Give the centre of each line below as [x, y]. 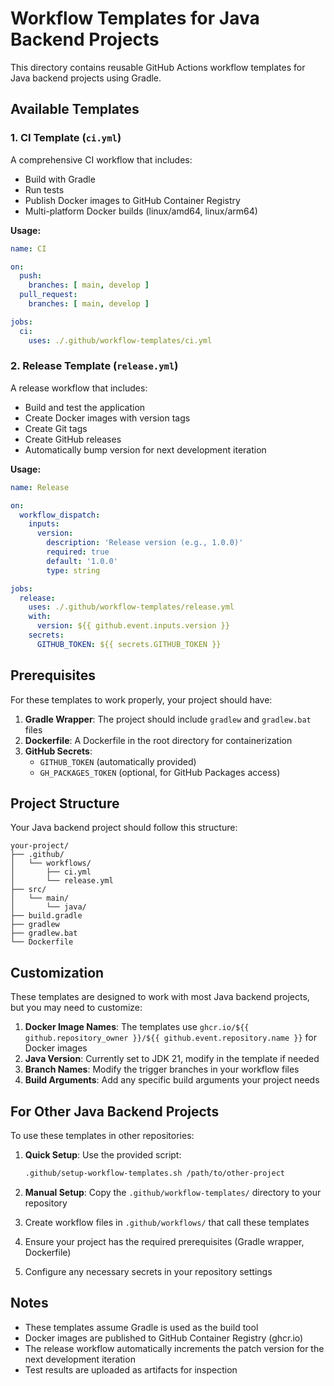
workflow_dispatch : [60, 515]
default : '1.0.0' [82, 561]
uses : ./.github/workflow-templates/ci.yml [120, 340]
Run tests [44, 189]
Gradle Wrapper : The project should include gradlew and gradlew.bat [168, 719]
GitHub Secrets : [58, 751]
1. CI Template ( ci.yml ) [66, 138]
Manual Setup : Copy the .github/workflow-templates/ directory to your [173, 1192]
